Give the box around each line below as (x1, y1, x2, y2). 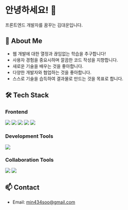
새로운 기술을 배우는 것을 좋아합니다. (12, 63, 83, 69)
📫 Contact (5, 183, 40, 192)
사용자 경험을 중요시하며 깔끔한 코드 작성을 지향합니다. (12, 57, 118, 63)
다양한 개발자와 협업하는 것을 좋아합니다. (12, 69, 91, 75)
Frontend (5, 108, 28, 115)
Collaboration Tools (5, 156, 54, 163)
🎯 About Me (5, 37, 42, 45)
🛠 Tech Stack (5, 91, 49, 100)
